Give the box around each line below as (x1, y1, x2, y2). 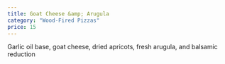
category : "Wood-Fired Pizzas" (7, 17, 100, 24)
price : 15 (7, 23, 37, 30)
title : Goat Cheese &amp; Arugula (7, 10, 110, 18)
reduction (7, 50, 35, 58)
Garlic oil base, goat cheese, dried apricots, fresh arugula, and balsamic (7, 43, 218, 51)
